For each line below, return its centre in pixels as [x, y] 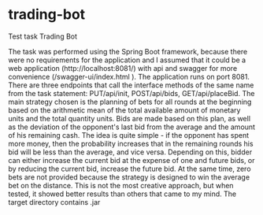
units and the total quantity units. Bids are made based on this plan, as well [129, 118]
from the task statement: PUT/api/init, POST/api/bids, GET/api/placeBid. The [131, 93]
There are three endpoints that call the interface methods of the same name [131, 85]
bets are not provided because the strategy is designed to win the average [129, 177]
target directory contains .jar [54, 202]
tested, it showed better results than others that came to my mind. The [122, 194]
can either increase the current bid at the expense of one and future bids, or [131, 160]
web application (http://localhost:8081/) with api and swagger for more [123, 68]
